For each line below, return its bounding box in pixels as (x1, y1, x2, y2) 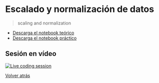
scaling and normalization (17, 20, 71, 26)
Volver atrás (5, 72, 30, 78)
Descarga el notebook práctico (12, 35, 77, 41)
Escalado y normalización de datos (5, 3, 154, 15)
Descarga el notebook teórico (12, 29, 74, 35)
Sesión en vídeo (5, 49, 57, 58)
